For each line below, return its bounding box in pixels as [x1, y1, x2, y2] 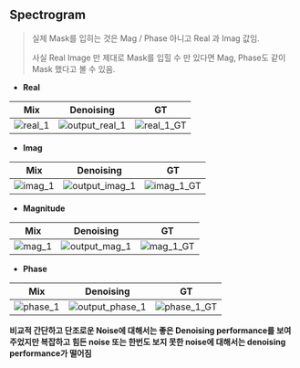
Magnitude [22, 203, 66, 214]
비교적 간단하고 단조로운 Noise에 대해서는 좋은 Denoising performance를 [9, 324, 275, 336]
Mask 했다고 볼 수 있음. [31, 63, 116, 74]
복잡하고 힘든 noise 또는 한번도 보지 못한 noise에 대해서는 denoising [40, 336, 286, 347]
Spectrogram [9, 7, 87, 23]
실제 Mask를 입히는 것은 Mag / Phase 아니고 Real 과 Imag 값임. [31, 32, 260, 44]
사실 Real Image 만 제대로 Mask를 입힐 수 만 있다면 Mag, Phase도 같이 [31, 52, 286, 63]
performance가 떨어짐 [9, 347, 92, 359]
